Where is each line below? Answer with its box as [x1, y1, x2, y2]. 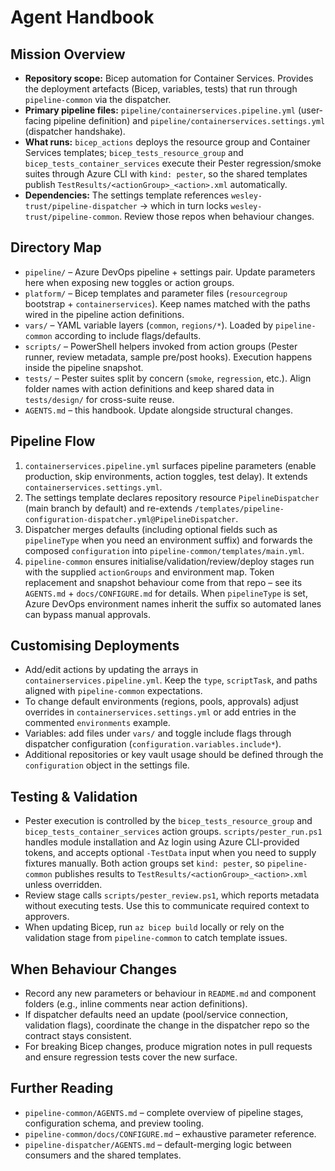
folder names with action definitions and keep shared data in [24, 382, 275, 395]
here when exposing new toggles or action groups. [24, 276, 235, 288]
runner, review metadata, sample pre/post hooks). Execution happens [24, 351, 313, 363]
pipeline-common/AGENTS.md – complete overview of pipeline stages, [24, 1106, 304, 1118]
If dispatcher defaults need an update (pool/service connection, [24, 1009, 288, 1021]
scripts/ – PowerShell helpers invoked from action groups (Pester [24, 340, 298, 352]
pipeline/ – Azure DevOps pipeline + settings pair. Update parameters [24, 266, 316, 278]
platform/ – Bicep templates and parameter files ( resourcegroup [24, 287, 288, 299]
